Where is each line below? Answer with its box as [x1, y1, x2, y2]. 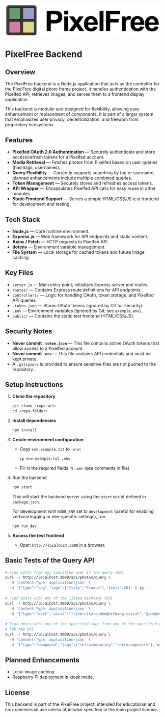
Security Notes [5, 327, 53, 336]
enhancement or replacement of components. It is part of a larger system [5, 111, 154, 117]
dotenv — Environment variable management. [12, 244, 106, 250]
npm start [12, 484, 33, 490]
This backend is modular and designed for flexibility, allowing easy [5, 106, 140, 112]
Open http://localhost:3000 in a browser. [19, 542, 106, 548]
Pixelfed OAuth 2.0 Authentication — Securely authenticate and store [12, 149, 156, 155]
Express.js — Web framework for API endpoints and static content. [12, 234, 149, 239]
